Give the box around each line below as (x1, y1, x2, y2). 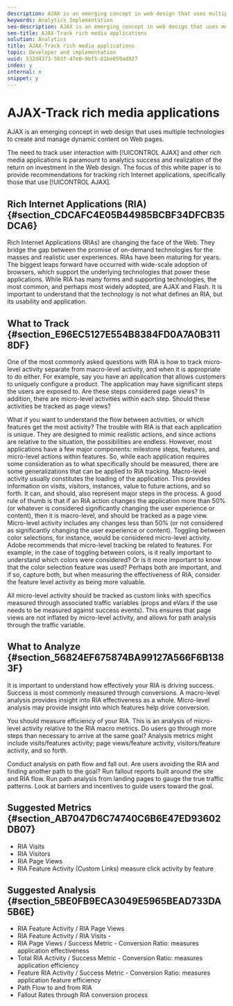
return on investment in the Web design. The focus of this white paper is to (7, 163, 221, 172)
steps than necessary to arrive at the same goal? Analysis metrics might (7, 731, 213, 740)
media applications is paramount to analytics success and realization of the (7, 156, 223, 164)
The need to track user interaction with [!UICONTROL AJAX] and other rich (7, 149, 221, 157)
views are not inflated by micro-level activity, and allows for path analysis (7, 613, 216, 622)
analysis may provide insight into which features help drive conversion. (7, 703, 210, 711)
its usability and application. (7, 297, 87, 306)
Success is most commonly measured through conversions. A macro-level (7, 688, 220, 697)
